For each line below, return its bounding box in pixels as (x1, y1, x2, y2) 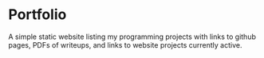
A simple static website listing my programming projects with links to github (8, 32, 257, 41)
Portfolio (8, 6, 67, 24)
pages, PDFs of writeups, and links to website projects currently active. (8, 40, 242, 49)
